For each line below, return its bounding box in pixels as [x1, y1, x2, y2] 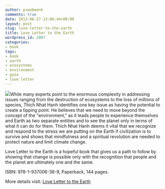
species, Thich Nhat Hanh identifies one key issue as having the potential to [5, 102, 161, 108]
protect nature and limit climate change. [5, 139, 87, 145]
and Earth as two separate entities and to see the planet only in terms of [5, 118, 153, 124]
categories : [5, 40, 30, 45]
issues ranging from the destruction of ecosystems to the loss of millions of [5, 96, 160, 102]
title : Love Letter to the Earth [5, 30, 75, 35]
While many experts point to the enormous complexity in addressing [10, 91, 150, 97]
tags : [5, 49, 16, 54]
